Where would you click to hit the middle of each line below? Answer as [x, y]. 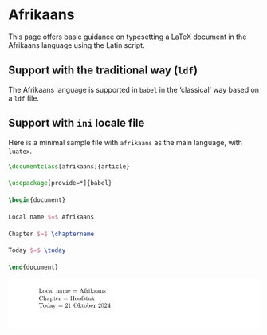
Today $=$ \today [37, 250]
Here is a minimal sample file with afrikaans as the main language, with [126, 142]
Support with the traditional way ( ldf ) [103, 71]
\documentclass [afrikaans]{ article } [69, 166]
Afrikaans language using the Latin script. [77, 45]
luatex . [20, 151]
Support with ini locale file [77, 123]
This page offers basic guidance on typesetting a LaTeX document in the [128, 37]
